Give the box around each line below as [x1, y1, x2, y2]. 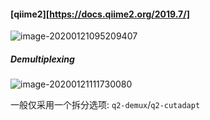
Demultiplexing [10, 53, 75, 65]
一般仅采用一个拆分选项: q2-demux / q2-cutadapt [10, 99, 201, 111]
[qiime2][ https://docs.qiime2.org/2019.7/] [10, 8, 190, 20]
